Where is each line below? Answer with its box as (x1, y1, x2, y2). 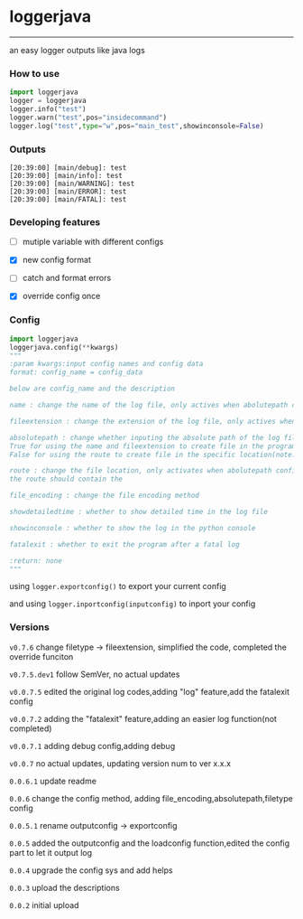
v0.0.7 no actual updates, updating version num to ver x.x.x (9, 757, 232, 769)
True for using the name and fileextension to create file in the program (9, 441, 297, 451)
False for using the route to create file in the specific (9, 450, 236, 459)
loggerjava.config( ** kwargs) (9, 342, 119, 352)
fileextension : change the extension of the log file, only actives (9, 417, 277, 426)
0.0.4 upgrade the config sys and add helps (9, 865, 173, 876)
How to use (9, 67, 60, 80)
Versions (9, 621, 50, 633)
